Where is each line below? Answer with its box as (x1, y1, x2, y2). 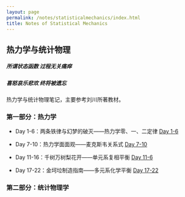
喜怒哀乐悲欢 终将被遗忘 (6, 79, 67, 86)
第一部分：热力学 (6, 113, 57, 121)
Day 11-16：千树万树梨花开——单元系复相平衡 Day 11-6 (15, 154, 153, 161)
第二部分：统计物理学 (6, 184, 69, 192)
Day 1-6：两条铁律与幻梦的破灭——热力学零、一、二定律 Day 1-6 (15, 128, 179, 135)
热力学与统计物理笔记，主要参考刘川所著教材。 (6, 96, 124, 103)
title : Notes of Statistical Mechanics (6, 20, 108, 26)
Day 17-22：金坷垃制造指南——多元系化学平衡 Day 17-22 (15, 166, 159, 174)
